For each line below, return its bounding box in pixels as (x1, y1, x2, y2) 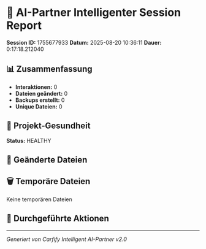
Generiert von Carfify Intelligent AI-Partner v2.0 (6, 236, 127, 243)
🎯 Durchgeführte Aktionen (6, 213, 109, 224)
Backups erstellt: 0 (15, 96, 65, 104)
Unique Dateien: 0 (15, 102, 63, 110)
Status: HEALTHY (6, 137, 51, 144)
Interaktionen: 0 (15, 83, 58, 91)
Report (6, 18, 42, 33)
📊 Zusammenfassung (6, 64, 93, 74)
